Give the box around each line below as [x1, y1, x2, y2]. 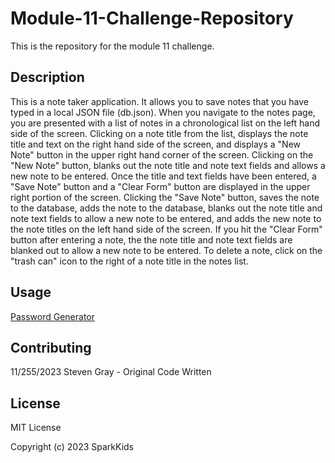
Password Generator [10, 310, 96, 322]
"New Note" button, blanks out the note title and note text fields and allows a [10, 159, 326, 171]
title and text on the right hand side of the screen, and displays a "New [10, 138, 302, 150]
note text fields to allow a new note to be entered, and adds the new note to [10, 212, 322, 224]
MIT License [10, 422, 62, 434]
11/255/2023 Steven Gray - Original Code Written [10, 366, 212, 378]
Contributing [10, 339, 92, 356]
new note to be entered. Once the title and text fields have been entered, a [10, 170, 317, 182]
